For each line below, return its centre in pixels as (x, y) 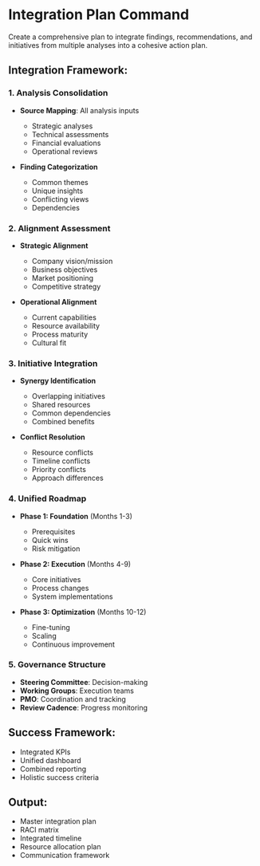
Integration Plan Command (99, 15)
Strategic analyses (62, 126)
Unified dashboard (50, 760)
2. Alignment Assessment (59, 228)
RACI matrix (39, 830)
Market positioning (63, 278)
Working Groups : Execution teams (77, 691)
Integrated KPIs (45, 752)
